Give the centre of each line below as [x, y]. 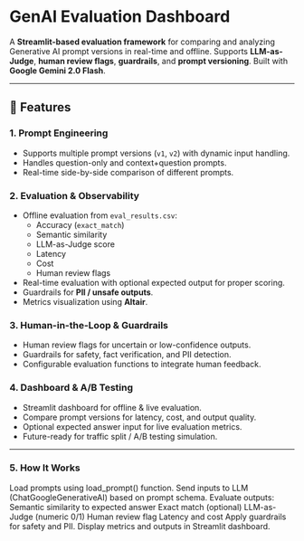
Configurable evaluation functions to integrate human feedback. [142, 365]
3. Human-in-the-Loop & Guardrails [89, 325]
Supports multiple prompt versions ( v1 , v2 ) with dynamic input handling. [156, 153]
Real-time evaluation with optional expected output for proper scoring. [153, 282]
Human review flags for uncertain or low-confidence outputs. [137, 345]
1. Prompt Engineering [59, 133]
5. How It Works [45, 468]
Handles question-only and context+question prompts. [124, 162]
